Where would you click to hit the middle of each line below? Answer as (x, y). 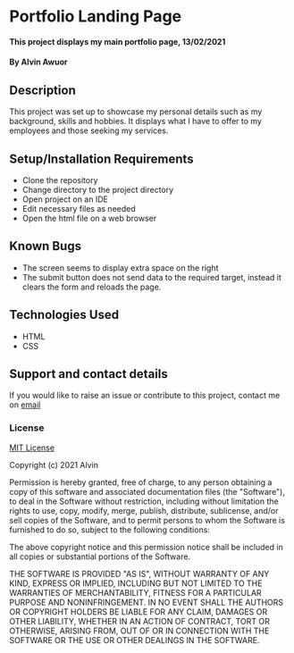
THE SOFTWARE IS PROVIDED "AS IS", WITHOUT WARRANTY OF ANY (139, 573)
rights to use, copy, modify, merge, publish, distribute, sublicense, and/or (144, 510)
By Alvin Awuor (39, 62)
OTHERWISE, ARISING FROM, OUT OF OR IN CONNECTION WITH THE (139, 631)
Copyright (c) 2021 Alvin (54, 465)
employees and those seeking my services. (89, 130)
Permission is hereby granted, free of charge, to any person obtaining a (141, 482)
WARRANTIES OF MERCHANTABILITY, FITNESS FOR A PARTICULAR (135, 592)
